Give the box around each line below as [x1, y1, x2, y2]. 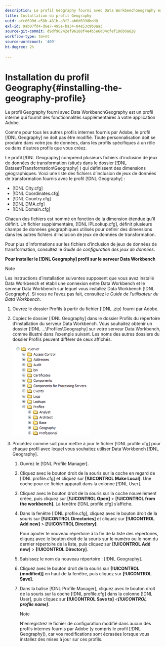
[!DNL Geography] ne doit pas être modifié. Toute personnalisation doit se [5, 134, 156, 140]
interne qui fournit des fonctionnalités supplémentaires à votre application [5, 114, 156, 120]
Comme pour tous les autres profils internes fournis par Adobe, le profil [5, 129, 151, 135]
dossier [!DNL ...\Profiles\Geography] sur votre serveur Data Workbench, [12, 325, 161, 331]
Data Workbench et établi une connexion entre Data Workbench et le [5, 280, 145, 286]
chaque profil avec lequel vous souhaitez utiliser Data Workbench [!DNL [12, 446, 159, 452]
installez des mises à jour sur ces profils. [19, 636, 103, 642]
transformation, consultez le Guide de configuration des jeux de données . [5, 246, 155, 252]
